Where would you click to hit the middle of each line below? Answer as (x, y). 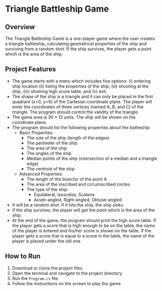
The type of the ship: (48, 189)
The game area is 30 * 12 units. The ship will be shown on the (74, 117)
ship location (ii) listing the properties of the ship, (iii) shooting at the (80, 86)
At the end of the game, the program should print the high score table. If (84, 220)
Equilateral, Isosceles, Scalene (64, 194)
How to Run (23, 256)
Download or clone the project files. (48, 268)
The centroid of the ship (51, 169)
